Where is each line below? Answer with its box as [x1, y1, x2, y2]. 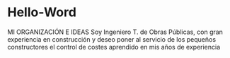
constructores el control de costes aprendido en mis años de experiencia [7, 42, 221, 51]
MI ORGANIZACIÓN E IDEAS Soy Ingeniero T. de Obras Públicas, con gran [7, 28, 223, 36]
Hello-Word [7, 4, 76, 21]
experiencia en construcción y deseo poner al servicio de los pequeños [7, 35, 217, 43]
